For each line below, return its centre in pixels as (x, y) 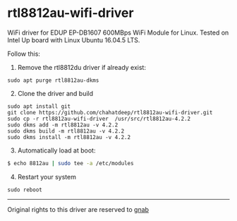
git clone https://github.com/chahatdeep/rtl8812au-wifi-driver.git (110, 112)
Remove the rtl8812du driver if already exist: (82, 67)
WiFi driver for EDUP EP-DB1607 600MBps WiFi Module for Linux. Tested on (118, 32)
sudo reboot (25, 190)
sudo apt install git (39, 106)
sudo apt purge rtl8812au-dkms (53, 80)
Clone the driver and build (55, 93)
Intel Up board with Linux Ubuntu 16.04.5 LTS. (74, 40)
